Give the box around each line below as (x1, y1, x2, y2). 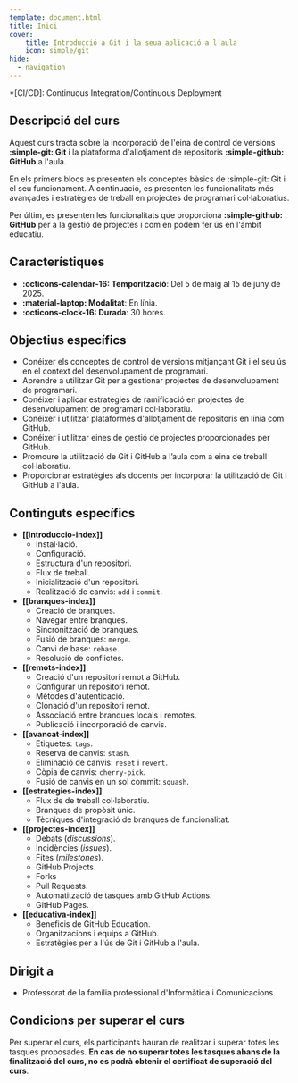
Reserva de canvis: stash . (35, 748, 131, 759)
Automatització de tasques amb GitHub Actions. (35, 890, 212, 901)
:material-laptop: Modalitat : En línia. (21, 297, 158, 308)
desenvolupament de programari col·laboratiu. (21, 404, 194, 415)
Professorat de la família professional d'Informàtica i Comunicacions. (21, 986, 276, 997)
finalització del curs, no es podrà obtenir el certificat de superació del (9, 1055, 273, 1066)
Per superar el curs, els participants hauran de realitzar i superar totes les (9, 1037, 279, 1047)
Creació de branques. (35, 605, 116, 617)
